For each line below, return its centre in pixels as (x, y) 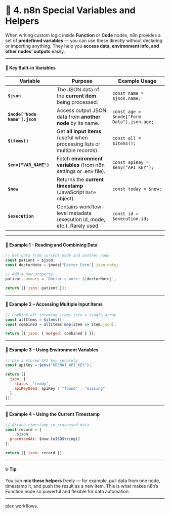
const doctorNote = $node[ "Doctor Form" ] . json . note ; (62, 265)
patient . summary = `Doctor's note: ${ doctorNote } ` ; (61, 279)
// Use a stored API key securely (42, 360)
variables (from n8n (80, 165)
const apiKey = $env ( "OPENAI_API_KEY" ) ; (49, 365)
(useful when (72, 138)
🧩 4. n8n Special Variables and (70, 10)
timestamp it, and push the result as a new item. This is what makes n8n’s (82, 486)
